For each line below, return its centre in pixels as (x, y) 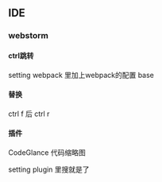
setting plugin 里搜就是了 (49, 169)
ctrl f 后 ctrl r (29, 114)
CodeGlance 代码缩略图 (47, 152)
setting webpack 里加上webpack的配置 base (81, 75)
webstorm (29, 36)
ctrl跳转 (21, 56)
